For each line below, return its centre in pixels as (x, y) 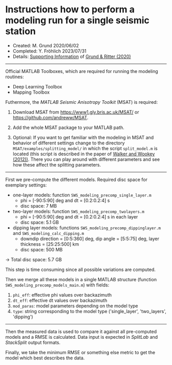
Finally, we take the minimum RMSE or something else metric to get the (80, 352)
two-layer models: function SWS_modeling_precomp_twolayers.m (79, 211)
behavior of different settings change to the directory (69, 143)
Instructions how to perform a (70, 10)
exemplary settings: (26, 185)
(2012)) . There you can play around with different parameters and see (86, 159)
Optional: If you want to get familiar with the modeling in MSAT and (83, 137)
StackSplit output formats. (33, 342)
